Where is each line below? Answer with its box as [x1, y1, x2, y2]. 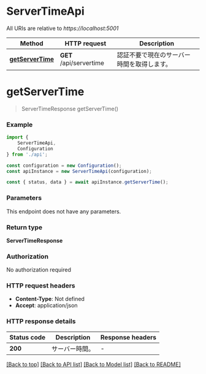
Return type [6, 223, 43, 231]
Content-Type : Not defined [15, 296, 85, 303]
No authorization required [6, 266, 72, 273]
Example [6, 120, 33, 129]
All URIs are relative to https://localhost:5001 [6, 25, 119, 32]
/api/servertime [59, 58, 104, 67]
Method [20, 39, 44, 47]
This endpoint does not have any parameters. [6, 207, 121, 215]
